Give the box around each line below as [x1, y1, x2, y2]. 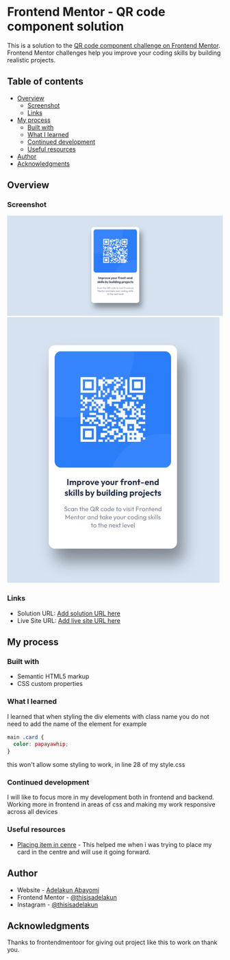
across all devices [7, 808, 58, 816]
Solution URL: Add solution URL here [16, 609, 121, 617]
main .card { [7, 734, 44, 741]
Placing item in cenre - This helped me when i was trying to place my [16, 840, 212, 848]
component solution [7, 19, 125, 34]
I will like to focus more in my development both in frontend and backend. [7, 793, 214, 802]
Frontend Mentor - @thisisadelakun [16, 893, 118, 901]
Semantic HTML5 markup [16, 672, 90, 680]
